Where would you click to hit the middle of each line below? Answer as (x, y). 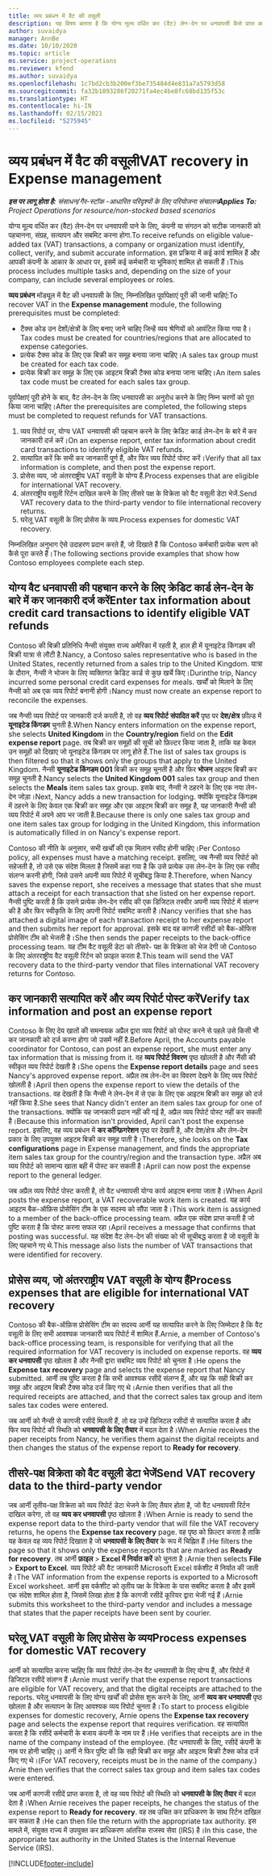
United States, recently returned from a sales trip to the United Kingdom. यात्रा (135, 663)
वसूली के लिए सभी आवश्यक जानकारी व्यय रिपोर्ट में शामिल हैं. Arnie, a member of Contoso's (134, 1334)
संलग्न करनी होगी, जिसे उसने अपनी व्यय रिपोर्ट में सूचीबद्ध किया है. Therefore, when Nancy (130, 875)
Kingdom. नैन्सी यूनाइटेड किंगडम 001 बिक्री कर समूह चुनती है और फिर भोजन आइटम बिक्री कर (133, 769)
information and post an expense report (110, 1012)
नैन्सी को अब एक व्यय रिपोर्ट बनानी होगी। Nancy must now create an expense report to (135, 691)
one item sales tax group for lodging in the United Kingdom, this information (134, 824)
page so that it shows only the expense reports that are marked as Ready (130, 1550)
